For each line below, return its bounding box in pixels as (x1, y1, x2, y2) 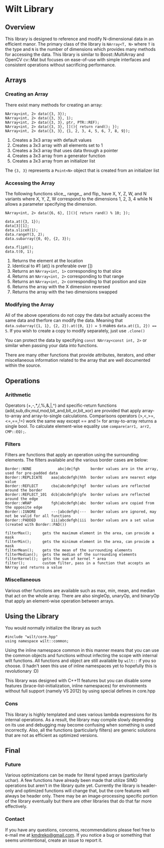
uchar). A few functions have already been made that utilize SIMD (5, 777, 138, 783)
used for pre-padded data (5, 471, 58, 476)
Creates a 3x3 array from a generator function (12, 153, 106, 159)
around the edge (5, 496, 38, 501)
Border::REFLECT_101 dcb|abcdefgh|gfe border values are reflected (5, 492, 150, 497)
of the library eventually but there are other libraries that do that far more (5, 798, 152, 804)
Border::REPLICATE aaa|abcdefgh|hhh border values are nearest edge (5, 475, 157, 480)
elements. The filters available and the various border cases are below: (5, 457, 148, 463)
